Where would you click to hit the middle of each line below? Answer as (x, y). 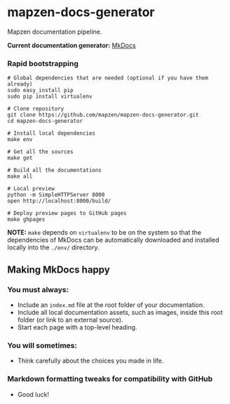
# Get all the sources (40, 152)
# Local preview (31, 189)
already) (20, 84)
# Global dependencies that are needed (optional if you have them (108, 78)
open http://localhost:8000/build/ (59, 201)
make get (20, 158)
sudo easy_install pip (40, 91)
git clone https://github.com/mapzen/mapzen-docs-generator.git (103, 115)
